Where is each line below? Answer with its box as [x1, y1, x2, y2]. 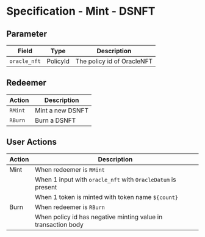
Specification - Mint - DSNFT [6, 4, 156, 18]
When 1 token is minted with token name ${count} [34, 192, 179, 201]
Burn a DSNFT [34, 116, 76, 125]
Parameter [6, 29, 48, 39]
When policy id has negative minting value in [34, 213, 163, 221]
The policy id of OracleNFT [75, 57, 153, 65]
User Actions [6, 137, 57, 147]
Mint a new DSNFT [34, 106, 89, 114]
